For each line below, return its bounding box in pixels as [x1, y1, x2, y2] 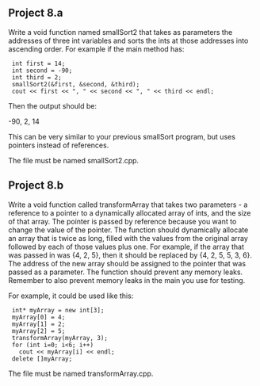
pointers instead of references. [8, 140, 109, 150]
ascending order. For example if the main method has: [8, 44, 185, 54]
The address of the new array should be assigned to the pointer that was [8, 258, 247, 268]
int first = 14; [11, 59, 66, 67]
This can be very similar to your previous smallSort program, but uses [8, 132, 236, 141]
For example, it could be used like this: [8, 291, 134, 300]
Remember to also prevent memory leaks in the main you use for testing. [8, 275, 246, 285]
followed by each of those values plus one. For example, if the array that [8, 242, 244, 251]
